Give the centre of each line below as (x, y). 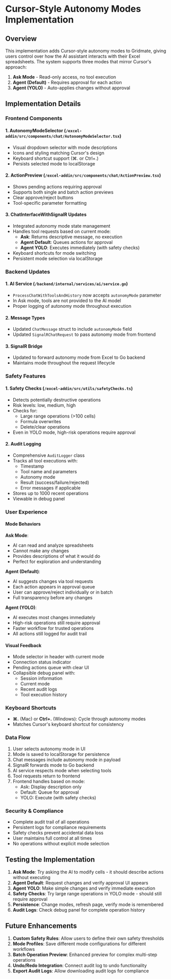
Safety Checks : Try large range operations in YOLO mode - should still (87, 893)
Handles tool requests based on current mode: (62, 231)
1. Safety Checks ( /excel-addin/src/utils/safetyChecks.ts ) (69, 388)
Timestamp (32, 466)
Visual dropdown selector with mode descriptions (65, 147)
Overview (21, 39)
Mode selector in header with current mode (58, 657)
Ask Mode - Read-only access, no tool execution (64, 77)
